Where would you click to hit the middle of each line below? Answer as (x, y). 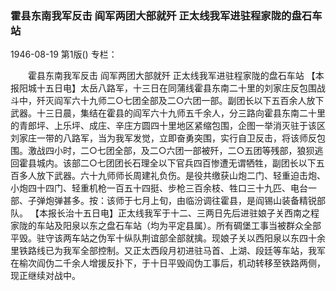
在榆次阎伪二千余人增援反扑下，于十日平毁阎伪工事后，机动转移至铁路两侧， (168, 263)
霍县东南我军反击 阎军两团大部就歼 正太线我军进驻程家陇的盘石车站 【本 (176, 76)
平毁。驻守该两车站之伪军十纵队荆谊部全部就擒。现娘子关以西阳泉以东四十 (163, 238)
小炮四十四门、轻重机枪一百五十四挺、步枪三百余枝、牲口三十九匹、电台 (159, 188)
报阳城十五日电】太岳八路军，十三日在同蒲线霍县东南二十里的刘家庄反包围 (163, 88)
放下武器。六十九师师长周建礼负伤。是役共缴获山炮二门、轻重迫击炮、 (181, 176)
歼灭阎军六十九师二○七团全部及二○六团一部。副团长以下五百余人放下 (180, 101)
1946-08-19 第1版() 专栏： (64, 54)
